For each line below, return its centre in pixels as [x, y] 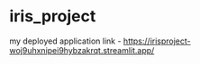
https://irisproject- [157, 41]
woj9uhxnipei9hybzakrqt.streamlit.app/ [82, 50]
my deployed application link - [65, 41]
